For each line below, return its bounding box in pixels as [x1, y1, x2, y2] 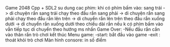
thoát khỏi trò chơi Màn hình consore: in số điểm [5, 37, 107, 43]
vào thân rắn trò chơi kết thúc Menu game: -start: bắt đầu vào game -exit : [5, 32, 161, 37]
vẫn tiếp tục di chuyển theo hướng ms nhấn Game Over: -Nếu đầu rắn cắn [5, 26, 160, 32]
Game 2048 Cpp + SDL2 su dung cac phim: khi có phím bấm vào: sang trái [5, 5, 162, 11]
